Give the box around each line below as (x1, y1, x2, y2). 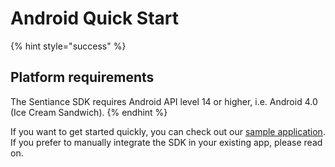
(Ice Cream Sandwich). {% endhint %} (10, 106, 168, 118)
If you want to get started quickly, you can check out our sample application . (10, 125, 326, 137)
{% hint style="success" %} (10, 40, 127, 52)
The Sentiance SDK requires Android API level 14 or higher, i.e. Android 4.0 (10, 95, 318, 107)
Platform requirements (10, 69, 155, 86)
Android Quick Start (10, 7, 180, 30)
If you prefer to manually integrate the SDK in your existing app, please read (10, 136, 323, 148)
